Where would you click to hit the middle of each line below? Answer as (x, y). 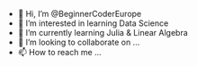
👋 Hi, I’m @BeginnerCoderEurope (80, 14)
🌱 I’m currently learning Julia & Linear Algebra (103, 33)
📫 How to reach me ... (59, 52)
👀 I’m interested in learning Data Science (93, 23)
